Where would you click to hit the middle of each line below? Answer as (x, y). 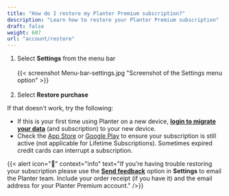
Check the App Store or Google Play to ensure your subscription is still (117, 136)
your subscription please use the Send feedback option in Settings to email (114, 171)
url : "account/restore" (41, 39)
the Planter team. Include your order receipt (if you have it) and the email (110, 178)
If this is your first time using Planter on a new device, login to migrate (116, 121)
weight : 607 (24, 33)
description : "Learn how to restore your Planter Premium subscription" (113, 20)
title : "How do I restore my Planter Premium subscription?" (96, 13)
